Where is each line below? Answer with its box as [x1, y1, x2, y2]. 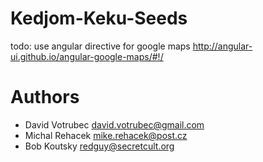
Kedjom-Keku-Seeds [10, 7, 188, 30]
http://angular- [192, 40, 253, 52]
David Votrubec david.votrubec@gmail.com [24, 118, 205, 131]
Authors [10, 86, 80, 109]
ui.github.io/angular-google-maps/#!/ [10, 50, 164, 62]
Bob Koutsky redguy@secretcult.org [24, 140, 175, 152]
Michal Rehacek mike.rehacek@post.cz [24, 129, 188, 141]
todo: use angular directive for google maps [10, 40, 191, 52]
